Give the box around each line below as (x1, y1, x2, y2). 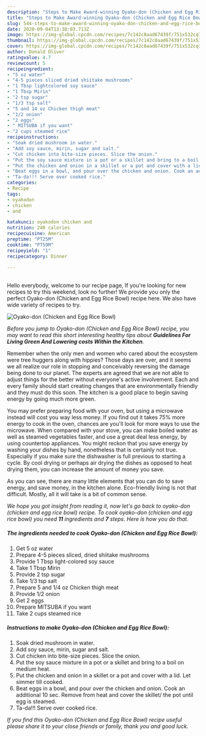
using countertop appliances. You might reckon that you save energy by (7, 440, 188, 447)
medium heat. (15, 665, 51, 673)
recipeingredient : (7, 65, 54, 72)
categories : (7, 180, 37, 186)
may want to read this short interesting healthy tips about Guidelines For (7, 332, 191, 339)
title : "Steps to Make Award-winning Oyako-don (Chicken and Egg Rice (7, 15, 191, 21)
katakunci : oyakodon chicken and (7, 219, 92, 225)
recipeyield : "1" (7, 247, 51, 254)
